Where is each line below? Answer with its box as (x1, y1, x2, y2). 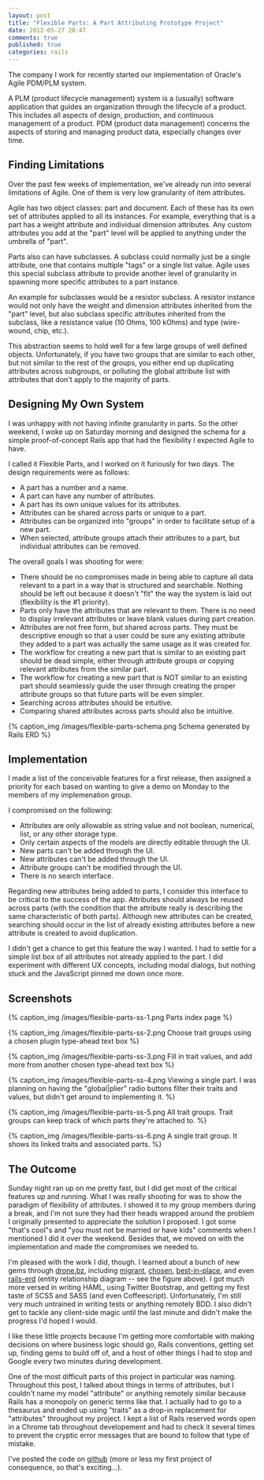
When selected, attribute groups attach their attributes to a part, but (19, 533, 240, 542)
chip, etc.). (34, 325, 69, 335)
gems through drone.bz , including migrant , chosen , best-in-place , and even (8, 1266, 255, 1276)
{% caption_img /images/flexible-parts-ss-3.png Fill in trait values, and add (8, 1051, 252, 1062)
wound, (8, 325, 33, 335)
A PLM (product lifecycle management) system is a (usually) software (8, 94, 234, 103)
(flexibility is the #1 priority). (19, 597, 110, 606)
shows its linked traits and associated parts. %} (8, 1140, 162, 1149)
